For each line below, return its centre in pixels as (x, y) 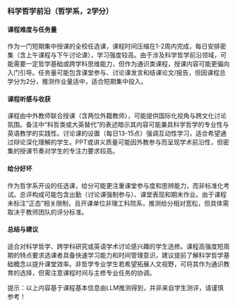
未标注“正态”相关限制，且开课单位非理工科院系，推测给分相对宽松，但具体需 (118, 203)
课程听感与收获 (29, 99)
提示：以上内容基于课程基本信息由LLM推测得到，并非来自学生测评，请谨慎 (116, 287)
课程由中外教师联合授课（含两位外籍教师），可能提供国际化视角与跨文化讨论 (117, 116)
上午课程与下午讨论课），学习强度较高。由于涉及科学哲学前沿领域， (123, 55)
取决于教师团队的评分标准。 (48, 212)
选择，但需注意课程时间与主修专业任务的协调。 (87, 272)
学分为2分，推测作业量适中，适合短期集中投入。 (77, 82)
